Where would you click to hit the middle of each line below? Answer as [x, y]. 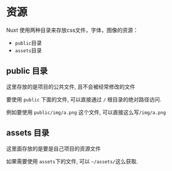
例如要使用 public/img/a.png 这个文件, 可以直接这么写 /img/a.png [86, 112]
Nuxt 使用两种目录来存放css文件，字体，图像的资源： [73, 30]
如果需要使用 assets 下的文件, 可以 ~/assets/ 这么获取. [72, 161]
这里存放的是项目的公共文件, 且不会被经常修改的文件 [71, 86]
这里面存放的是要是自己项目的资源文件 [53, 148]
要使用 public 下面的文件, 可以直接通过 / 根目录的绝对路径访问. [84, 99]
